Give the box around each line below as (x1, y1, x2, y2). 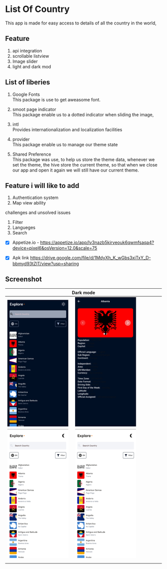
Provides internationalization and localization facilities (12, 126, 123, 133)
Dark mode (72, 289, 95, 295)
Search (12, 230, 27, 236)
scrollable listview (12, 53, 49, 59)
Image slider (12, 58, 38, 64)
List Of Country (5, 3, 70, 15)
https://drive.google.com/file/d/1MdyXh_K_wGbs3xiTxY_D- (30, 255, 151, 261)
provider (12, 136, 30, 142)
